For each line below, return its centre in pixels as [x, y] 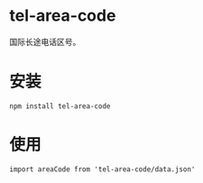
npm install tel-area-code [60, 106]
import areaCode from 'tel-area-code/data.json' [102, 169]
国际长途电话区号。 [45, 41]
